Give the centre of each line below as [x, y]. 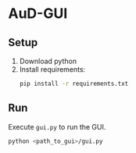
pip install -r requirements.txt [74, 84]
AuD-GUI [38, 14]
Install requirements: [52, 69]
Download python [48, 61]
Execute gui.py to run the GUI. [57, 126]
